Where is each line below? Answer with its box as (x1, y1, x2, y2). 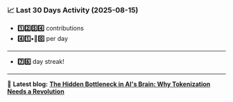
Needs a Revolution (7, 87, 64, 96)
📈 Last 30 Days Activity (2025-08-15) (7, 5, 139, 15)
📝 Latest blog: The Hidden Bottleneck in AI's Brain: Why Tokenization (7, 80, 211, 88)
